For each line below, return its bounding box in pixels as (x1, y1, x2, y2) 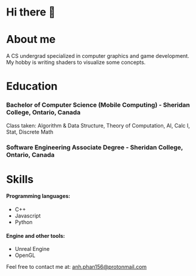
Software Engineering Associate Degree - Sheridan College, (6, 143, 183, 151)
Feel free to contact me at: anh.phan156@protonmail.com (6, 263, 147, 271)
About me (6, 33, 56, 46)
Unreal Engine (14, 246, 50, 253)
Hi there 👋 (6, 5, 55, 19)
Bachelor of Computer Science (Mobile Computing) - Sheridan (6, 101, 191, 109)
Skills (6, 172, 34, 186)
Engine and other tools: (6, 232, 66, 239)
